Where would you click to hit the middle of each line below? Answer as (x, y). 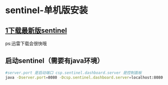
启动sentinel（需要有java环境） (55, 61)
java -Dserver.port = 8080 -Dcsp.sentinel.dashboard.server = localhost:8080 (84, 77)
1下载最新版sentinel (36, 30)
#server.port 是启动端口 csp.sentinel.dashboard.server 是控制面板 (73, 73)
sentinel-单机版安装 (47, 10)
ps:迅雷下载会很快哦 (26, 44)
